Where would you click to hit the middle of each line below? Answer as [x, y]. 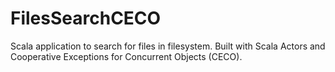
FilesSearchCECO [86, 18]
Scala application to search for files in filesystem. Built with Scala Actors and [168, 46]
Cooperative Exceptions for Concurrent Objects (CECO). [126, 56]
